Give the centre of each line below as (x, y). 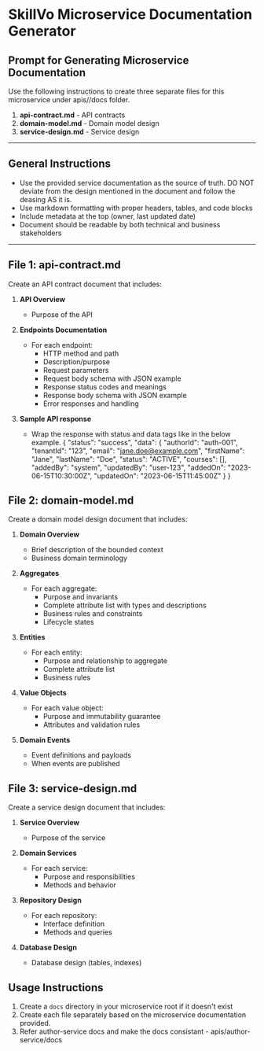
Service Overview (49, 823)
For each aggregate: (64, 588)
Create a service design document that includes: (87, 807)
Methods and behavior (79, 885)
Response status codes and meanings (104, 386)
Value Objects (43, 693)
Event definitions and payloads (81, 755)
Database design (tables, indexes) (86, 963)
